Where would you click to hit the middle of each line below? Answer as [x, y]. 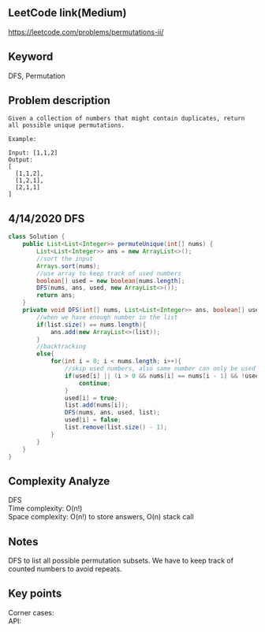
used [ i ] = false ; [93, 420]
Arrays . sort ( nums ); [69, 266]
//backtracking [62, 347]
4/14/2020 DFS [47, 219]
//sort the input [65, 258]
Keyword [31, 57]
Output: [21, 160]
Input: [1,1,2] [33, 153]
